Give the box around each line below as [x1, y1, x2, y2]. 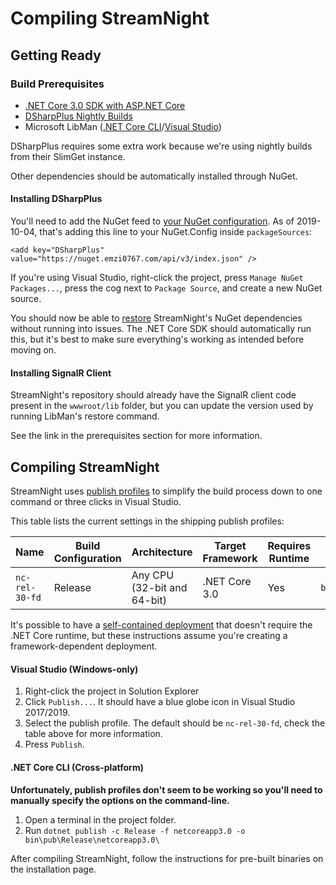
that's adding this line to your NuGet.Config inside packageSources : [39, 226, 313, 238]
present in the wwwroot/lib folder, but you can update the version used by [10, 400, 314, 412]
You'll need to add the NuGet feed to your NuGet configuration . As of [10, 215, 295, 227]
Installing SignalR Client [10, 367, 112, 379]
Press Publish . [24, 738, 85, 751]
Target [214, 539, 247, 553]
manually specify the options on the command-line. [10, 794, 230, 806]
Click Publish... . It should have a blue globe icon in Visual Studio [24, 696, 296, 708]
